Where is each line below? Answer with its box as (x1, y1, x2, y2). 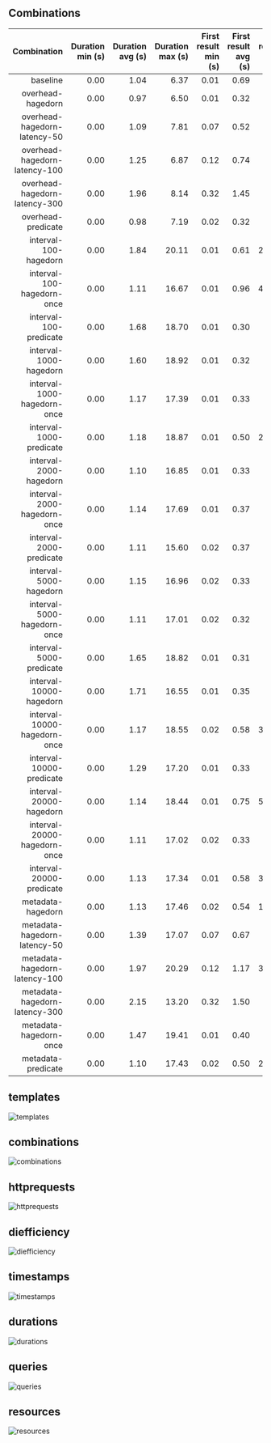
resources (8, 1404, 60, 1419)
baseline (31, 74, 63, 86)
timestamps (8, 1270, 70, 1284)
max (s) (158, 50, 190, 62)
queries (8, 1360, 48, 1374)
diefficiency (8, 1225, 70, 1239)
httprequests (8, 1180, 75, 1194)
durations (8, 1315, 58, 1329)
